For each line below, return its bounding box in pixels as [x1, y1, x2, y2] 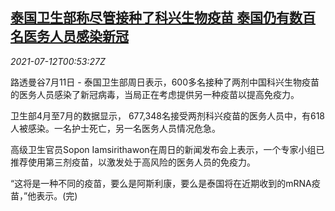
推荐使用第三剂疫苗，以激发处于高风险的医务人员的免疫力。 [10, 156, 256, 168]
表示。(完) [36, 189, 78, 202]
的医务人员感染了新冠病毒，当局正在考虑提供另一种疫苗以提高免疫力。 [10, 88, 300, 100]
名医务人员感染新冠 [10, 28, 129, 45]
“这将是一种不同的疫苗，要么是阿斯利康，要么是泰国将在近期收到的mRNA [10, 177, 312, 189]
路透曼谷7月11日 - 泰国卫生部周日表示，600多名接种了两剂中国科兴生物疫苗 [10, 76, 320, 88]
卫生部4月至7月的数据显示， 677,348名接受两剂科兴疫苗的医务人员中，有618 [10, 109, 326, 122]
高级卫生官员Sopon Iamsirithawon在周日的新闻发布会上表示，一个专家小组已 [10, 143, 325, 155]
